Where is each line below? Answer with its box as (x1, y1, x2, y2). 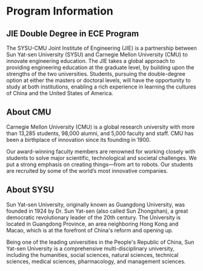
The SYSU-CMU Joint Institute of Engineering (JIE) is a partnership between (6, 44, 197, 52)
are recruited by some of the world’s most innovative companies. (6, 167, 168, 174)
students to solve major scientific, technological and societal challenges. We (6, 154, 197, 161)
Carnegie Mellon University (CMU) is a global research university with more (6, 123, 195, 130)
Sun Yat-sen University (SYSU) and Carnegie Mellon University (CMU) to (6, 51, 188, 58)
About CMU (6, 107, 52, 118)
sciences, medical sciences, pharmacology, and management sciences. (6, 258, 186, 265)
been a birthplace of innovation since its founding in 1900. (6, 136, 151, 143)
